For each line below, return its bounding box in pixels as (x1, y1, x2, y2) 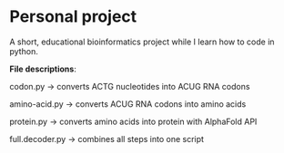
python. (9, 45, 38, 56)
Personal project (9, 6, 137, 27)
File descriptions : (9, 63, 77, 74)
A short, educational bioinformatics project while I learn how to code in (9, 36, 275, 47)
